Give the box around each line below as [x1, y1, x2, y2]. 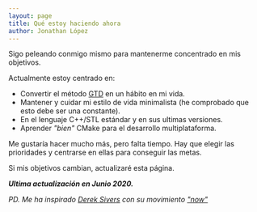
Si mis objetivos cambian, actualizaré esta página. [8, 163, 175, 173]
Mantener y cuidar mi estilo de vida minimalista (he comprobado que [19, 98, 249, 108]
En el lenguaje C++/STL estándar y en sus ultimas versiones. [19, 115, 224, 125]
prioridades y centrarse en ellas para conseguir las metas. [8, 147, 202, 158]
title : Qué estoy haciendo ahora [8, 19, 121, 28]
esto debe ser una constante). [19, 106, 121, 116]
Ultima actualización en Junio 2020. [8, 179, 134, 189]
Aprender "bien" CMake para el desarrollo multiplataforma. [19, 123, 217, 134]
